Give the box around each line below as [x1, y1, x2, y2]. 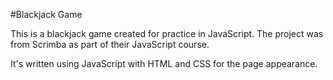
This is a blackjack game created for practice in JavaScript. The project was [10, 28, 324, 39]
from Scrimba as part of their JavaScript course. [10, 39, 210, 50]
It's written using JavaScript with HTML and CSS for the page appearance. [10, 58, 318, 69]
